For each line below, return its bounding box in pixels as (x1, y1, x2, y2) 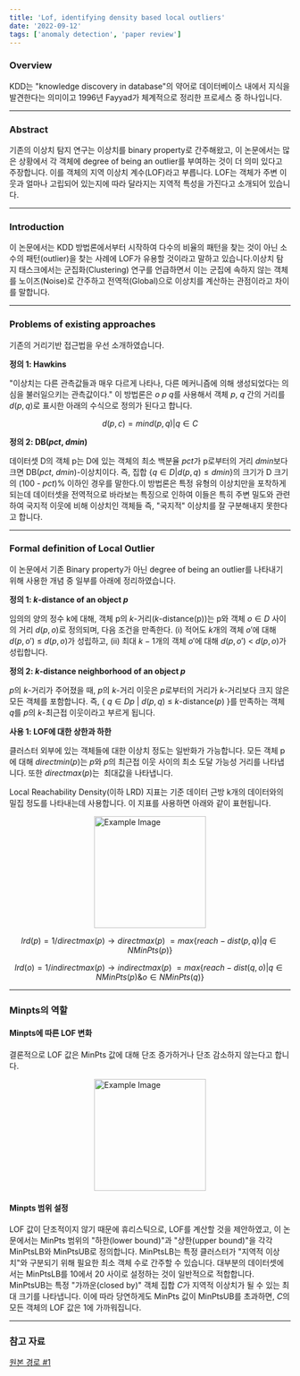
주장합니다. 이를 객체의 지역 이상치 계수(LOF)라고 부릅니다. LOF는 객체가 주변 (9, 166, 279, 177)
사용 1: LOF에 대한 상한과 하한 (9, 726, 112, 736)
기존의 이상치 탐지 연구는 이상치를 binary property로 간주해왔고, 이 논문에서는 (9, 144, 281, 155)
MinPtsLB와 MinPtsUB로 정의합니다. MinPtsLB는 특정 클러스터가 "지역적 (9, 1246, 263, 1257)
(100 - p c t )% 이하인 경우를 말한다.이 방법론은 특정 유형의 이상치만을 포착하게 (18, 478, 287, 488)
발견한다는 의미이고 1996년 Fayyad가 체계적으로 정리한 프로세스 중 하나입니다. (9, 91, 283, 103)
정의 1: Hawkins (9, 359, 67, 369)
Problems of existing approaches (9, 319, 156, 331)
